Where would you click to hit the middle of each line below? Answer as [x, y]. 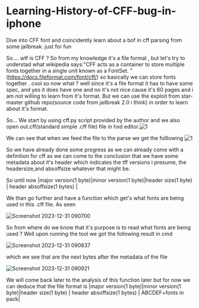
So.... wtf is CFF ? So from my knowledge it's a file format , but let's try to [96, 58]
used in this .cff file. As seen [41, 204]
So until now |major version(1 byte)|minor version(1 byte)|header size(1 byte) [99, 180]
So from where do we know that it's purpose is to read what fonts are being [99, 227]
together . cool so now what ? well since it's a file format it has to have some [99, 83]
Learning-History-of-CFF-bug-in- [91, 11]
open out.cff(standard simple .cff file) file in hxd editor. [73, 126]
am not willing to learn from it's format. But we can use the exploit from [93, 96]
